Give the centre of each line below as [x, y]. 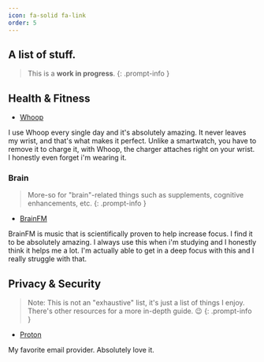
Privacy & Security [55, 284]
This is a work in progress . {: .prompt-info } [99, 74]
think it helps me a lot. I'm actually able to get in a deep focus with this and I [131, 251]
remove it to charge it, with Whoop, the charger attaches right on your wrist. [132, 150]
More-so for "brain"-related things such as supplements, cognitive [136, 195]
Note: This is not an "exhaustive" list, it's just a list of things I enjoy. [136, 303]
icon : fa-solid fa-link [47, 15]
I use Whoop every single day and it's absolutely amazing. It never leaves [127, 133]
